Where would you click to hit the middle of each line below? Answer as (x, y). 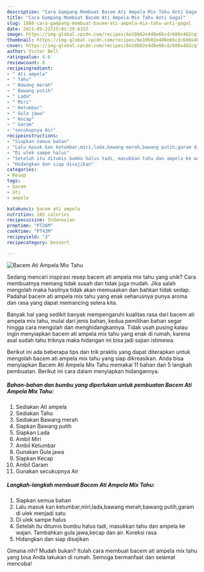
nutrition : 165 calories (38, 215)
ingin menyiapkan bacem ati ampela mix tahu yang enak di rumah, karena (98, 333)
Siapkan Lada (33, 432)
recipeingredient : (30, 68)
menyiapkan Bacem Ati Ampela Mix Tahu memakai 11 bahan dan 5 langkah (100, 365)
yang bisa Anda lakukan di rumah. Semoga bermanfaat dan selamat (91, 557)
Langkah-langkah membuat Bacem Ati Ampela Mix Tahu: (81, 485)
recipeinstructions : (33, 136)
